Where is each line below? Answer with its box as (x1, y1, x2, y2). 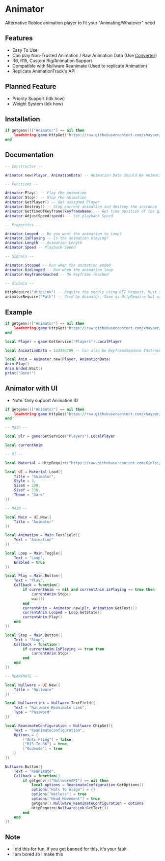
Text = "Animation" (14, 537, 54, 543)
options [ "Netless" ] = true (31, 792, 87, 797)
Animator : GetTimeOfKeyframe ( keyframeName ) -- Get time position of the (5, 208, 155, 214)
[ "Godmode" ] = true (23, 746, 63, 751)
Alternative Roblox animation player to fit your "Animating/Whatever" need (5, 20, 155, 26)
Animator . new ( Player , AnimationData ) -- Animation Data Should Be (5, 172, 144, 178)
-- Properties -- (5, 222, 41, 227)
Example (5, 308, 32, 316)
